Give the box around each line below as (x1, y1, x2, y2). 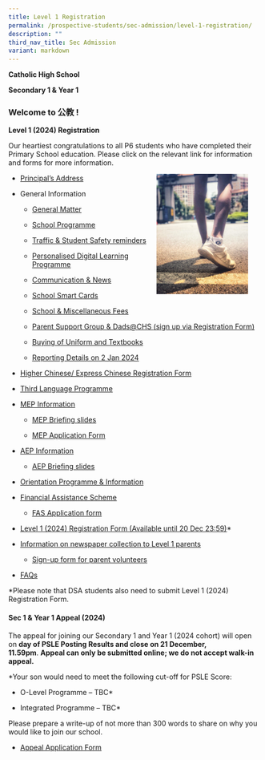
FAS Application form (31, 508, 102, 518)
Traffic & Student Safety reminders (31, 236, 147, 245)
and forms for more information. (8, 158, 114, 168)
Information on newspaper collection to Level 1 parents (19, 540, 202, 549)
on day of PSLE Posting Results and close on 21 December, (8, 639, 207, 649)
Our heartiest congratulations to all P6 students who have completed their (8, 141, 252, 151)
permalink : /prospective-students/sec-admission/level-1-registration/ (8, 21, 252, 30)
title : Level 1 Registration (8, 13, 106, 21)
